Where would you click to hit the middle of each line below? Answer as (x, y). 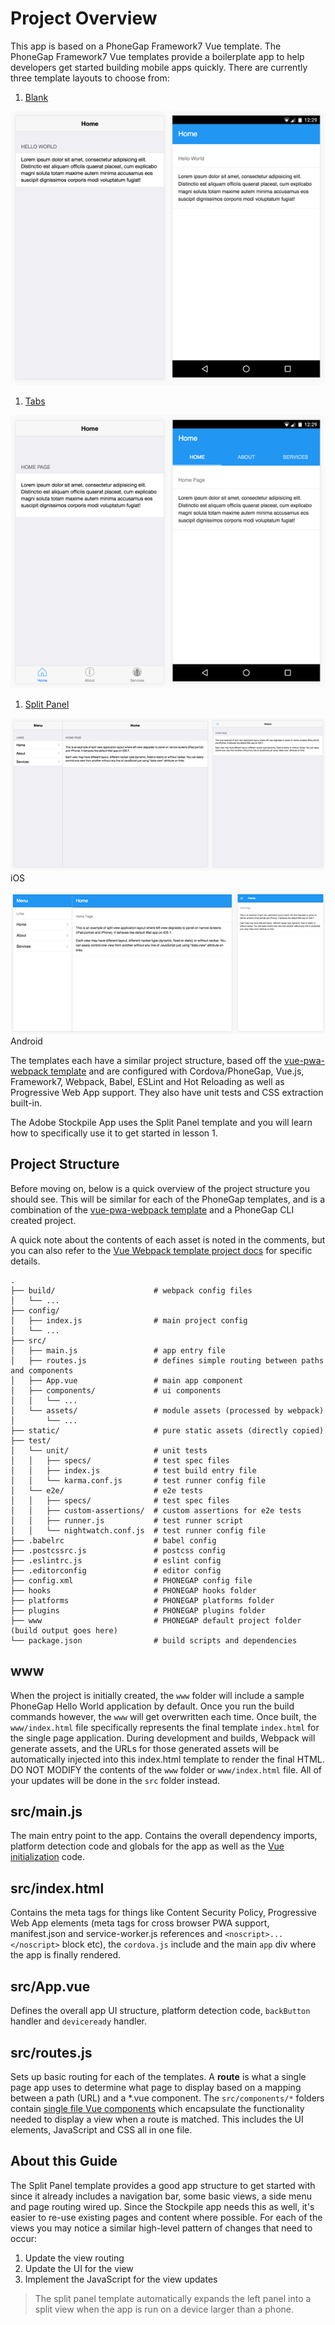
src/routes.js (51, 2052)
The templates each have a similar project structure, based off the (146, 1061)
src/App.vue (50, 1986)
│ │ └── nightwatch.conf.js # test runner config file (138, 1530)
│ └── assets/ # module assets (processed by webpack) (167, 1410)
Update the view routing (74, 2258)
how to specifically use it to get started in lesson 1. (114, 1133)
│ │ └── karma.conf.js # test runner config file (138, 1480)
